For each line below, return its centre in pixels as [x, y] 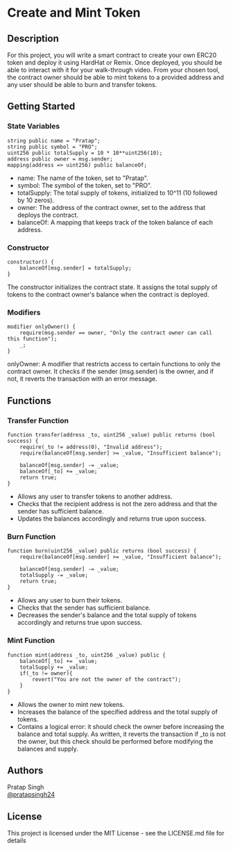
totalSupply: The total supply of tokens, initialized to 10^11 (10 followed [117, 193]
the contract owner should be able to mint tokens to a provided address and [115, 77]
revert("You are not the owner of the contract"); [107, 679]
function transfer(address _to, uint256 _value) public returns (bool [111, 435]
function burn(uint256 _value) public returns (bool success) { [102, 551]
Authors [25, 770]
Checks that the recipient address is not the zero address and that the [117, 504]
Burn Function [32, 537]
